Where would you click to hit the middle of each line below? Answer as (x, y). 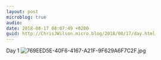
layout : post (22, 12)
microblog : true (26, 17)
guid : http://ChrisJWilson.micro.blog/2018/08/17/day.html (81, 34)
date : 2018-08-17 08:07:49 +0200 (48, 28)
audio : (14, 23)
